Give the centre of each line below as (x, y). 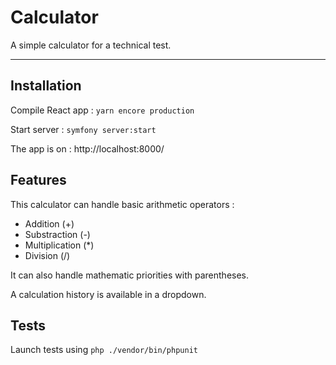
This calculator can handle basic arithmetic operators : (122, 204)
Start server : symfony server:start (83, 129)
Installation (46, 86)
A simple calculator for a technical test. (91, 45)
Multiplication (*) (59, 245)
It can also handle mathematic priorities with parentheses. (130, 275)
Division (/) (47, 255)
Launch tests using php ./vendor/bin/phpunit (104, 350)
